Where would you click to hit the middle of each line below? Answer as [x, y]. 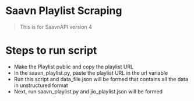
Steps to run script [51, 50]
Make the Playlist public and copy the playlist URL [74, 67]
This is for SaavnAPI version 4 [56, 27]
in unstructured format [41, 85]
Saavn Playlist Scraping [64, 11]
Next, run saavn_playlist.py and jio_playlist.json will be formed [88, 91]
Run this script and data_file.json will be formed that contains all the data [101, 79]
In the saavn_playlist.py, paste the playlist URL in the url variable [91, 73]
